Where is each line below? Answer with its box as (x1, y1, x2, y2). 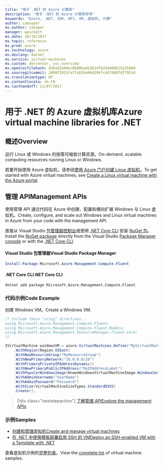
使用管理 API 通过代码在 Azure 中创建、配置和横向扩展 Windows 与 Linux (5, 206, 151, 212)
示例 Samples (5, 416, 36, 423)
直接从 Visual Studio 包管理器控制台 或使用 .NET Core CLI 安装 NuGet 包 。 (5, 228, 152, 233)
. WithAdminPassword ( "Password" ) (14, 380, 79, 384)
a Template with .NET (12, 440, 55, 446)
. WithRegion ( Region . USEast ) (14, 348, 70, 353)
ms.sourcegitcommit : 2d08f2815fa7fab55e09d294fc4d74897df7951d (5, 70, 136, 75)
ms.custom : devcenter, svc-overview (5, 61, 79, 66)
